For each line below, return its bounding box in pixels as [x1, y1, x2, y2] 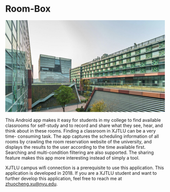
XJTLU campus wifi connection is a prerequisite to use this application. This [5, 165, 164, 171]
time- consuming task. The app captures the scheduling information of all [5, 133, 159, 140]
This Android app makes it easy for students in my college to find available [5, 117, 161, 123]
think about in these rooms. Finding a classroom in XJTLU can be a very [5, 128, 156, 134]
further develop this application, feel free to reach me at [5, 176, 122, 182]
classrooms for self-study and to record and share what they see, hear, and [5, 122, 163, 129]
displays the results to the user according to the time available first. [5, 144, 146, 150]
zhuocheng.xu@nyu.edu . [5, 181, 58, 187]
